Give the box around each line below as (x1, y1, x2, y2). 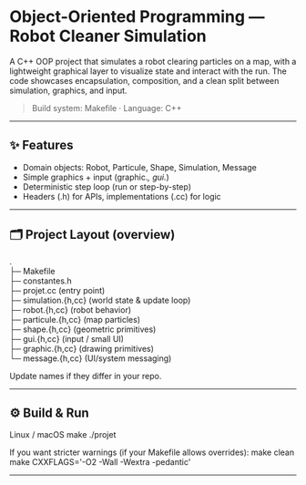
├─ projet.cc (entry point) (9, 284, 106, 295)
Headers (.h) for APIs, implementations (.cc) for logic (22, 191, 221, 201)
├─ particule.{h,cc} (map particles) (9, 314, 141, 325)
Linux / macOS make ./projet (9, 429, 117, 440)
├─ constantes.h (9, 275, 72, 286)
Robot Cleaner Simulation (9, 26, 207, 46)
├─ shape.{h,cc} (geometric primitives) (9, 324, 157, 335)
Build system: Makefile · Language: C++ (31, 102, 182, 113)
